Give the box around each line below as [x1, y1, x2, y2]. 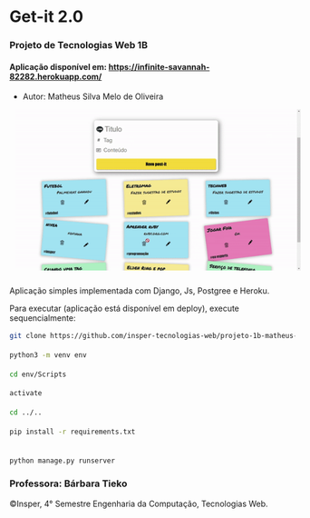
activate [9, 389, 43, 398]
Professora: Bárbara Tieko [9, 477, 128, 490]
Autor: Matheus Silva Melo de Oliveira [22, 91, 164, 102]
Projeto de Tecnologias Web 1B [9, 39, 148, 52]
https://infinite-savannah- [108, 61, 210, 72]
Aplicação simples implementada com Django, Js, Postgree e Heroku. [9, 285, 270, 296]
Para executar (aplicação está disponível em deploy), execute [9, 303, 240, 314]
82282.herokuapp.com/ [9, 71, 102, 82]
